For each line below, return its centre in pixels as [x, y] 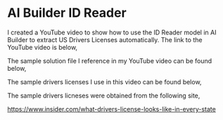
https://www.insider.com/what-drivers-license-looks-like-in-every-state [111, 109]
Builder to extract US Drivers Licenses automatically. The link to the [105, 39]
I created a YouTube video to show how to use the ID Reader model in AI [112, 32]
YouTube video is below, [43, 47]
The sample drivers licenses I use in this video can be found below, [104, 81]
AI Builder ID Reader [67, 13]
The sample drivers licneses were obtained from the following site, [104, 95]
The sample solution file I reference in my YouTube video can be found [110, 60]
